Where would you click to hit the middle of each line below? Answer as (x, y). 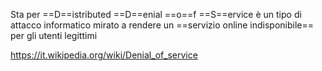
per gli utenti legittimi (54, 35)
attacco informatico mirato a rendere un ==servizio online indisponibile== (162, 25)
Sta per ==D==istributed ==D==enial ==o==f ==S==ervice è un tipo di (156, 14)
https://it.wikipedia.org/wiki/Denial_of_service (104, 55)
